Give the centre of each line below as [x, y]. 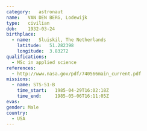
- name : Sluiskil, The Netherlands [59, 40]
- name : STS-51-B [33, 85]
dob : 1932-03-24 [31, 29]
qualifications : [27, 57]
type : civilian [28, 23]
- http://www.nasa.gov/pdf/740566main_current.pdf [77, 74]
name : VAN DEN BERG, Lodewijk [47, 18]
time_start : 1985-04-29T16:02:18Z [63, 91]
